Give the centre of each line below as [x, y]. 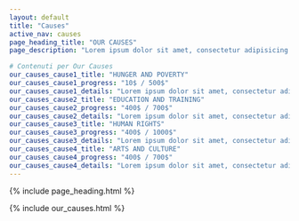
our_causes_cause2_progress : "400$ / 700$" [91, 107]
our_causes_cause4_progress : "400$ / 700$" [91, 157]
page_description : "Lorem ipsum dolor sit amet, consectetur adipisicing [149, 51]
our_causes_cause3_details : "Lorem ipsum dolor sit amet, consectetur [143, 141]
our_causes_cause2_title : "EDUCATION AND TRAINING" [107, 99]
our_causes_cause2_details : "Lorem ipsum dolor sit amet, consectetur [143, 116]
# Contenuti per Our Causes [61, 67]
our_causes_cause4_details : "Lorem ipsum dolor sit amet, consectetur [143, 165]
